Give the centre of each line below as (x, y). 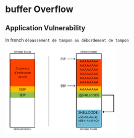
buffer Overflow (40, 9)
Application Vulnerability (45, 28)
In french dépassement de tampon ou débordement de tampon (67, 40)
